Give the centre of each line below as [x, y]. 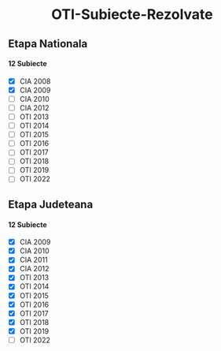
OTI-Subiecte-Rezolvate [132, 15]
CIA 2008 [35, 81]
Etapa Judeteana [51, 204]
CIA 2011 [34, 260]
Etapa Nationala [48, 44]
